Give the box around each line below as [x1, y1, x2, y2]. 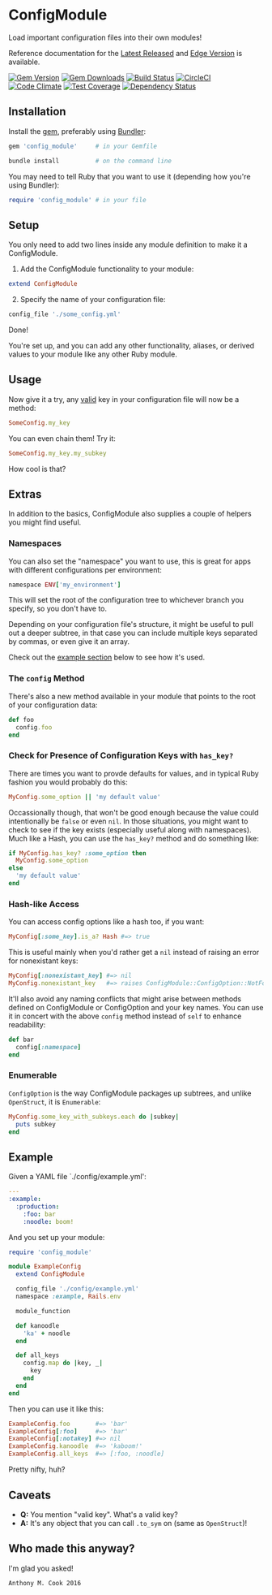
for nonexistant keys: [8, 956, 79, 966]
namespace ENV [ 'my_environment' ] [8, 581, 121, 589]
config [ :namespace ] [15, 1043, 82, 1051]
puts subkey [15, 1120, 57, 1128]
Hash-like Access [8, 898, 79, 910]
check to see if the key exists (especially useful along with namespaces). [8, 824, 253, 834]
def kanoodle [15, 1321, 60, 1329]
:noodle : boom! [23, 1217, 74, 1225]
